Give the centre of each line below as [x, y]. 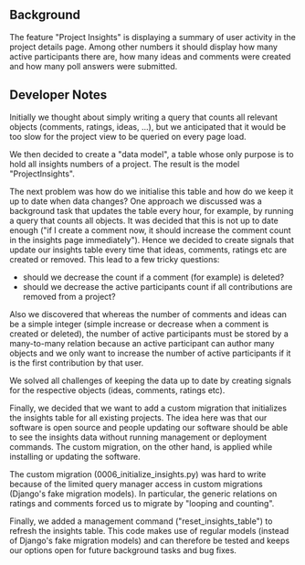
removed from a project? [69, 296]
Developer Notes [58, 95]
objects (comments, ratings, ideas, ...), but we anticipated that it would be [147, 126]
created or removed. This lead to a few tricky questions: [115, 259]
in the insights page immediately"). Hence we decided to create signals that [152, 240]
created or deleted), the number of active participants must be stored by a [149, 334]
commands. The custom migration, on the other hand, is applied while [141, 446]
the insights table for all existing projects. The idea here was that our [138, 417]
